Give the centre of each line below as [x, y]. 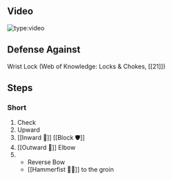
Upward [28, 130]
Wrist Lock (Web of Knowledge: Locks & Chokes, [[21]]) [86, 66]
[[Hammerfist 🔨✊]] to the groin [70, 170]
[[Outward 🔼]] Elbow [46, 148]
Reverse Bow [46, 162]
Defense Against [44, 50]
